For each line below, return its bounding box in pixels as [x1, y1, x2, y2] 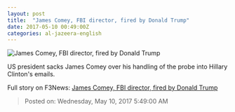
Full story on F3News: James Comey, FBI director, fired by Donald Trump [7, 83, 218, 92]
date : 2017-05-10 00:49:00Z [7, 23, 90, 30]
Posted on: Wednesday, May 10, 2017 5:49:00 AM [24, 97, 168, 106]
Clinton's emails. [7, 70, 55, 78]
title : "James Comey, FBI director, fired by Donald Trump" [7, 17, 190, 24]
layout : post [7, 10, 46, 17]
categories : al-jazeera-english [7, 29, 102, 37]
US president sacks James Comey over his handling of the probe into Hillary [7, 62, 228, 71]
